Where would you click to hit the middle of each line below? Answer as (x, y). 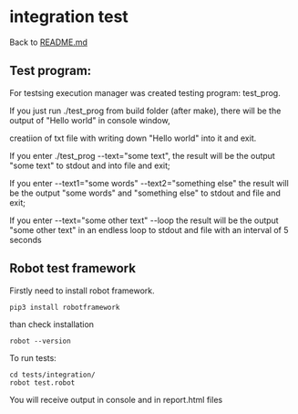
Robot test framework (73, 268)
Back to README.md (49, 42)
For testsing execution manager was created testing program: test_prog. (145, 92)
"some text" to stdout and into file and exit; (90, 165)
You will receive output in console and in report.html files (116, 399)
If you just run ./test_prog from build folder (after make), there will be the (145, 111)
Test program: (51, 71)
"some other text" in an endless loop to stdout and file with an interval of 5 (149, 229)
